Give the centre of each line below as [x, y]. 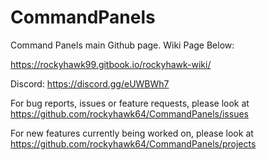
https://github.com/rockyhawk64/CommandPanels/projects [133, 143]
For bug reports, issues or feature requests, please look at [130, 103]
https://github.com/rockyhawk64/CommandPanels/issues [129, 113]
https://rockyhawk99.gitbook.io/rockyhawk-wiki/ [111, 64]
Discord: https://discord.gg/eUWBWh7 [90, 83]
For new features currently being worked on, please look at [132, 133]
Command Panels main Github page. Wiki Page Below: [122, 45]
